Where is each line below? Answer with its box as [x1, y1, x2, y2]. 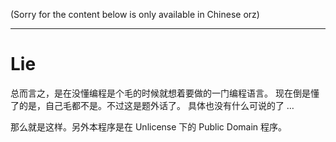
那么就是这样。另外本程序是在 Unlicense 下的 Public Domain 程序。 [10, 120, 287, 133]
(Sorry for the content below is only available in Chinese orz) [10, 9, 260, 20]
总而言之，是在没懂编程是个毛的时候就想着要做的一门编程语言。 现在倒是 [10, 87, 311, 99]
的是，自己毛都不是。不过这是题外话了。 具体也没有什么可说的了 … [18, 99, 295, 111]
